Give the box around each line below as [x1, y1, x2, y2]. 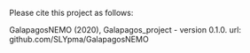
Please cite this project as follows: [9, 8, 134, 18]
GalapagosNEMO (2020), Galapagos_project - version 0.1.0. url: [9, 25, 242, 34]
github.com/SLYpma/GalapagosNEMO [9, 34, 149, 44]
